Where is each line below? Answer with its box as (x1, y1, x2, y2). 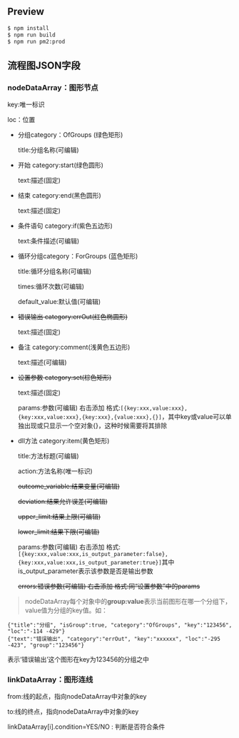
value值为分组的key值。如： (24, 606, 108, 615)
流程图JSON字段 (7, 59, 81, 71)
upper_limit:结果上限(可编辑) (17, 512, 101, 521)
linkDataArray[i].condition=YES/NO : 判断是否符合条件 (7, 722, 166, 731)
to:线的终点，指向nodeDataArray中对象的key (7, 707, 139, 716)
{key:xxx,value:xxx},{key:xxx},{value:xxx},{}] (17, 414, 162, 421)
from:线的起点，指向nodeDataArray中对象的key (7, 692, 147, 701)
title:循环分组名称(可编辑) (17, 267, 92, 276)
